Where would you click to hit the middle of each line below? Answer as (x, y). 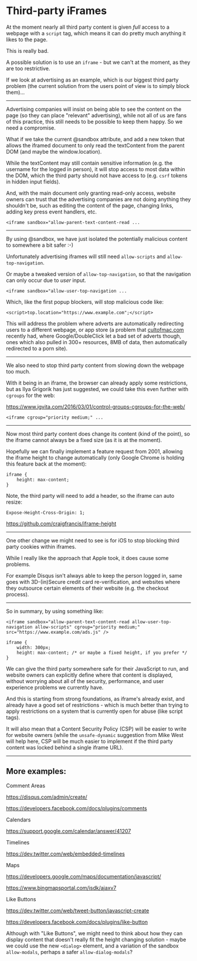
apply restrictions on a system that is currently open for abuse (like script (94, 711)
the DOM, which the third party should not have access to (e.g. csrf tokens (97, 175)
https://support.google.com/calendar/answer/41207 (69, 831)
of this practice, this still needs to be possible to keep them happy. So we (94, 121)
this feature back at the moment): (46, 464)
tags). (13, 717)
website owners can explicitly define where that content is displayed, (89, 675)
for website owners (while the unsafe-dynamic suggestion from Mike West (95, 735)
